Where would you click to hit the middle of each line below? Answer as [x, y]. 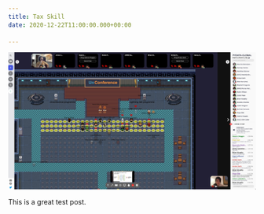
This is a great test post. [47, 202]
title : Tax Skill [37, 17]
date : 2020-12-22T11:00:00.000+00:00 [70, 25]
